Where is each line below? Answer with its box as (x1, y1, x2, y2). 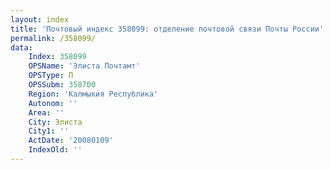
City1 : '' (28, 126, 70, 136)
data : (10, 42, 33, 53)
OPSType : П (28, 71, 74, 81)
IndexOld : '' (28, 145, 83, 155)
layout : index (10, 14, 70, 25)
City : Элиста (28, 117, 83, 127)
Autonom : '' (28, 98, 78, 108)
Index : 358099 (28, 52, 87, 62)
